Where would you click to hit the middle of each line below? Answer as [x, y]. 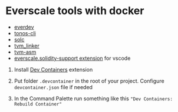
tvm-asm [25, 52]
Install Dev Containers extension [53, 69]
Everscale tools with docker [75, 11]
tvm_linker [27, 46]
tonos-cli [25, 33]
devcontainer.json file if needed [53, 87]
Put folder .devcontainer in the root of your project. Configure [89, 81]
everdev [24, 27]
